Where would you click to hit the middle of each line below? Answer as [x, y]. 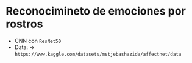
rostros [24, 24]
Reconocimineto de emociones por [96, 11]
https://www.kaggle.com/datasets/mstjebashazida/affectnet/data [98, 54]
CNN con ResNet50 [38, 41]
